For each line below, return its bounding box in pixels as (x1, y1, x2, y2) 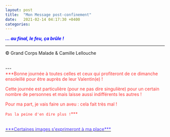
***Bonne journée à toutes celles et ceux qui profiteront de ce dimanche (5, 71, 158, 77)
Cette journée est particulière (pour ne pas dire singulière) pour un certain (5, 86, 159, 92)
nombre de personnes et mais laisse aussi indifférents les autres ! (5, 91, 142, 97)
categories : (5, 21, 30, 27)
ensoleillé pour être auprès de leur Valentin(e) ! (5, 76, 103, 82)
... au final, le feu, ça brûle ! (5, 36, 64, 42)
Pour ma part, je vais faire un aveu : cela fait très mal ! (5, 101, 117, 107)
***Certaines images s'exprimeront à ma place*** (5, 126, 111, 132)
